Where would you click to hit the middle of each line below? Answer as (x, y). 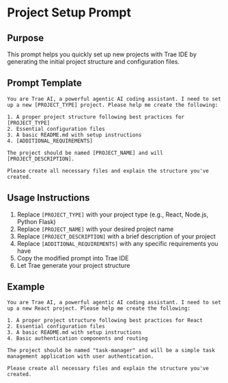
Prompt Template (44, 83)
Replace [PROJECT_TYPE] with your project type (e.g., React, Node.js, (113, 214)
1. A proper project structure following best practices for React (105, 321)
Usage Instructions (48, 198)
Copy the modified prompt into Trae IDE (73, 258)
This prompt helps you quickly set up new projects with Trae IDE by (102, 54)
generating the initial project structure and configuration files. (93, 62)
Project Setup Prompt (69, 13)
